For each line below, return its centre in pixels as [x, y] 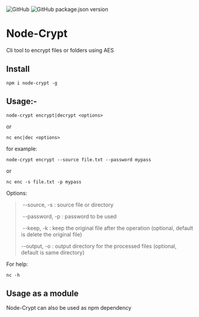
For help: [17, 264]
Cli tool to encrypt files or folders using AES [60, 50]
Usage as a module [43, 293]
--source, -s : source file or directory [68, 205]
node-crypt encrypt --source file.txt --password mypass [79, 159]
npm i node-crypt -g [32, 83]
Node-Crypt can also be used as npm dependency [69, 308]
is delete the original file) [52, 234]
